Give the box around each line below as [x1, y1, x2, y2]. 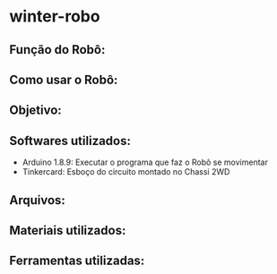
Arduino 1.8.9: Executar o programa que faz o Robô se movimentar [22, 157, 269, 167]
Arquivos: [9, 193, 65, 208]
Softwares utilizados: [9, 133, 132, 149]
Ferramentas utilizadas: [9, 253, 145, 269]
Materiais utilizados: [9, 222, 126, 238]
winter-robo [9, 6, 100, 27]
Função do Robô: [9, 42, 106, 57]
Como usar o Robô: [9, 72, 118, 87]
